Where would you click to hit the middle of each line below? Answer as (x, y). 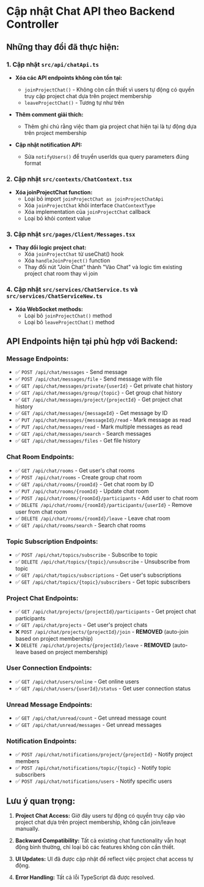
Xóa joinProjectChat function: (54, 192)
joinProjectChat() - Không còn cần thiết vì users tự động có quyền (109, 89)
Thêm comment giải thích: (49, 114)
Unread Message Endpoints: (49, 704)
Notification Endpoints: (42, 741)
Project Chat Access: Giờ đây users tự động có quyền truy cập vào (100, 816)
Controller (33, 24)
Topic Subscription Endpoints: (52, 541)
